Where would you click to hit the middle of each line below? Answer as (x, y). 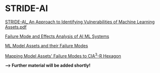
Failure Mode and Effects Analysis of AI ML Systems (57, 36)
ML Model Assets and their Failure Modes (47, 45)
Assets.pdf (16, 27)
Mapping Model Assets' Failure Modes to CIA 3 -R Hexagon (63, 55)
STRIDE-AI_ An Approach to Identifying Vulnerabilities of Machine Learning (80, 22)
